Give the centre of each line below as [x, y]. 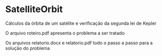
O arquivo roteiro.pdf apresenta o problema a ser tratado [65, 33]
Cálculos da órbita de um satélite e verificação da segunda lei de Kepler [81, 23]
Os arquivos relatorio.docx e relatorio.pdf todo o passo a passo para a [79, 43]
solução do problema [28, 48]
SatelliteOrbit [34, 9]
